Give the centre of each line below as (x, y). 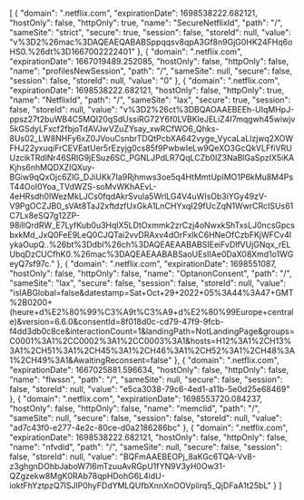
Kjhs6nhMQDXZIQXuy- (52, 167)
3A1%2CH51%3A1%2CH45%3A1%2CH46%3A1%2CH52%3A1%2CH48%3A (152, 350)
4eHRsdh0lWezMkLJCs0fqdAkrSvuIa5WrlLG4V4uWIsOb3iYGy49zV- (138, 196)
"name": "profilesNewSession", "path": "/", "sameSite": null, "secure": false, (151, 71)
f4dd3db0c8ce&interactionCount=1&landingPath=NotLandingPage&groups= (152, 331)
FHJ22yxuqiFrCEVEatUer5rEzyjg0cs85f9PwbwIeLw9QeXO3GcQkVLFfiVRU (151, 148)
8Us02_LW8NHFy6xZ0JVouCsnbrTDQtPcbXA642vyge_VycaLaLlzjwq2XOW (151, 138)
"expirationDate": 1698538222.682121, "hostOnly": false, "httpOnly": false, (148, 437)
